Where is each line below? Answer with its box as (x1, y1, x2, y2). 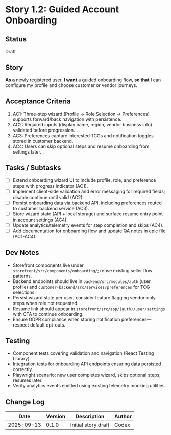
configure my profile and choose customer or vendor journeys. (5, 82, 138, 88)
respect (12, 321, 29, 328)
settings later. (12, 148, 42, 155)
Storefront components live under (12, 262, 84, 268)
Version (45, 413, 65, 420)
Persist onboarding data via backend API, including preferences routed (12, 200, 162, 206)
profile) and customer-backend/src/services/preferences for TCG (12, 284, 150, 290)
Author (114, 413, 132, 420)
